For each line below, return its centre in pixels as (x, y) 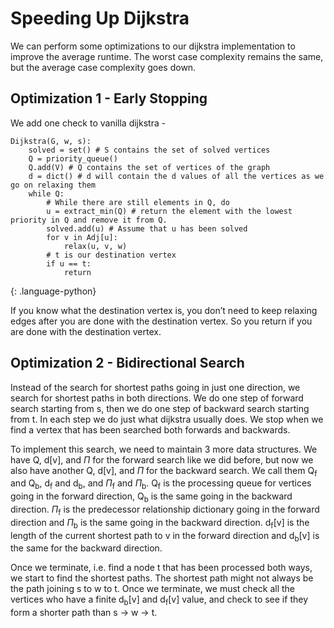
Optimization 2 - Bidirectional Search (127, 363)
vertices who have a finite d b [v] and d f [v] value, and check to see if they (159, 600)
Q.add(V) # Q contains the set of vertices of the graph (149, 167)
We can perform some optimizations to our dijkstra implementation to (153, 46)
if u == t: (69, 263)
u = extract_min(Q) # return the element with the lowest (169, 211)
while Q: (46, 193)
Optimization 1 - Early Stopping (109, 98)
